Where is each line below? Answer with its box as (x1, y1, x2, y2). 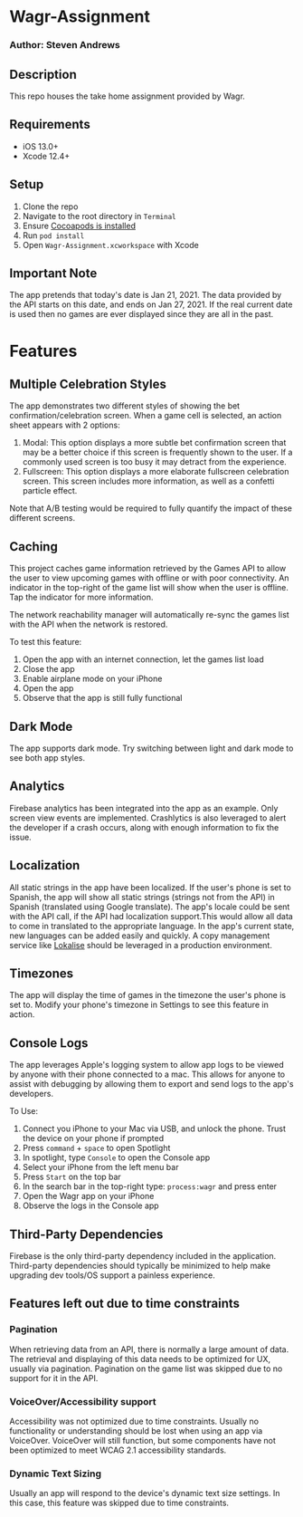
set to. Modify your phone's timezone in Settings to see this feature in (9, 999, 269, 1011)
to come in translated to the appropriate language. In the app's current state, (9, 920, 295, 931)
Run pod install (22, 229, 85, 241)
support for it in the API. (9, 1372, 99, 1383)
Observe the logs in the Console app (22, 1200, 160, 1211)
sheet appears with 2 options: (9, 419, 120, 431)
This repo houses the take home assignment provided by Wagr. (9, 91, 246, 101)
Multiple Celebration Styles (9, 376, 167, 391)
